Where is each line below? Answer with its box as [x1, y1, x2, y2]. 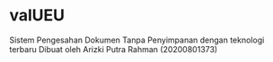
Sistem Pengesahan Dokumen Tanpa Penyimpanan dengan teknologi [9, 35, 265, 45]
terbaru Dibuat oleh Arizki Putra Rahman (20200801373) [9, 43, 218, 54]
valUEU [9, 5, 66, 26]
